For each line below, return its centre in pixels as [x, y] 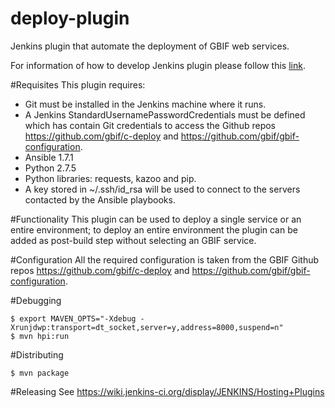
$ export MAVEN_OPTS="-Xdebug [73, 318]
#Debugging [36, 300]
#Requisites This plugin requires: [78, 84]
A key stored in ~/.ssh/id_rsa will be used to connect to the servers [162, 189]
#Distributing [37, 354]
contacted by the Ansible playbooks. [100, 199]
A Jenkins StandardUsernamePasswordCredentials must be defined [165, 114]
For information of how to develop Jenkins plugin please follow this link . [158, 65]
